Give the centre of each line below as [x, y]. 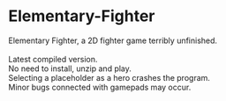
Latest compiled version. [53, 59]
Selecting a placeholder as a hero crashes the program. [109, 77]
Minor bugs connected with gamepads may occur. [100, 87]
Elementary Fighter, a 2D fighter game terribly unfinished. [113, 40]
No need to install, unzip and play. [70, 69]
